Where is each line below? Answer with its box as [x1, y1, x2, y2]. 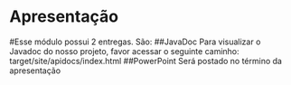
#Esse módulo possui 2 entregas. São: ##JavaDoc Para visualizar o [9, 36, 261, 47]
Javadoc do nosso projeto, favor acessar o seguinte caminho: [9, 45, 239, 56]
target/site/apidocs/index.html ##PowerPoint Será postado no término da [9, 55, 283, 66]
